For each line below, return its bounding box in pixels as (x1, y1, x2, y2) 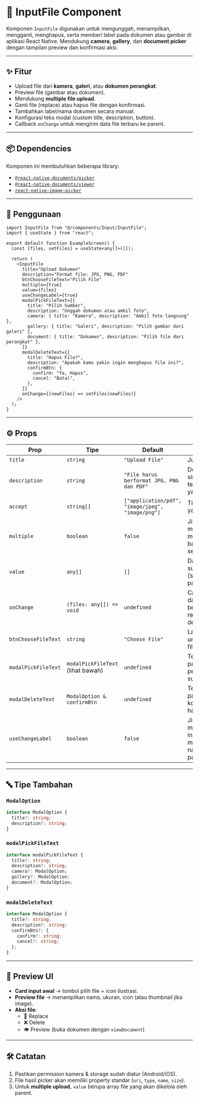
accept (9, 504, 28, 510)
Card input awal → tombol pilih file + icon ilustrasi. (14, 987, 139, 994)
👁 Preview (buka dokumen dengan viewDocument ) (23, 1025, 145, 1033)
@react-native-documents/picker (14, 175, 95, 181)
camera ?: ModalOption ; (11, 868, 68, 874)
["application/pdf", (124, 498, 182, 504)
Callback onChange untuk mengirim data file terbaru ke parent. (14, 120, 165, 127)
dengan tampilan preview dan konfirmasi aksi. (6, 44, 118, 51)
